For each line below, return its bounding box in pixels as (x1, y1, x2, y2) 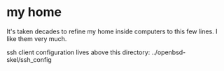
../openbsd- (151, 48, 186, 56)
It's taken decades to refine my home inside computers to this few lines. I (6, 27, 218, 35)
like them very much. (6, 34, 67, 42)
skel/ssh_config (6, 55, 52, 63)
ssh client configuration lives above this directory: (6, 48, 150, 56)
